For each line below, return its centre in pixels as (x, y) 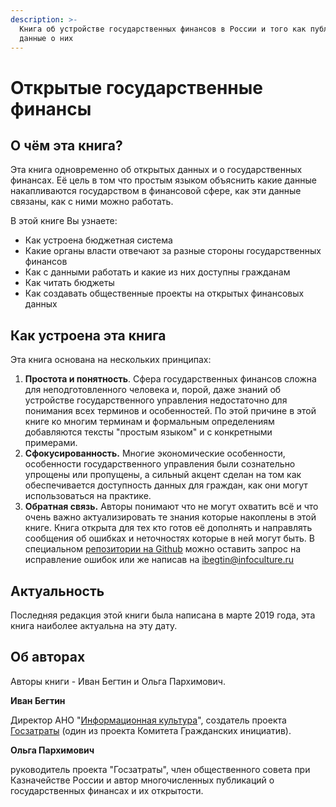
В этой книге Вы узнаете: (64, 221)
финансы (51, 108)
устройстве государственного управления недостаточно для (156, 400)
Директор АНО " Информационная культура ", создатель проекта (148, 720)
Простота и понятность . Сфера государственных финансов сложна (170, 379)
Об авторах (48, 657)
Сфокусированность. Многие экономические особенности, (155, 453)
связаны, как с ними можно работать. (92, 202)
